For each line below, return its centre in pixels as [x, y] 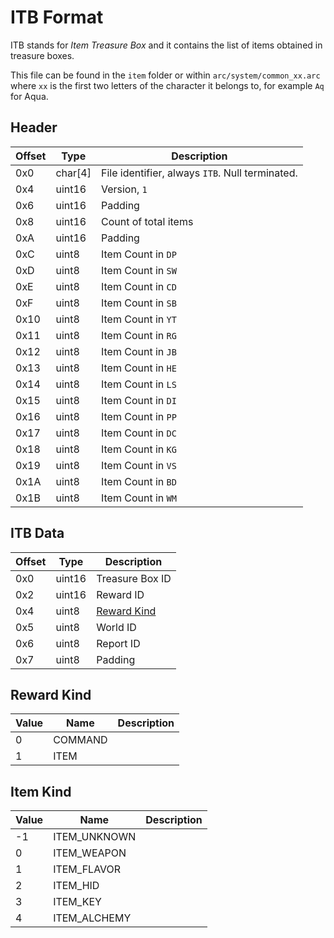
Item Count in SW [138, 270]
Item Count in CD [138, 286]
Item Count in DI [138, 400]
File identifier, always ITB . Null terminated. [199, 173]
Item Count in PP [138, 416]
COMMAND [80, 740]
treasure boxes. [42, 55]
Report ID [118, 643]
